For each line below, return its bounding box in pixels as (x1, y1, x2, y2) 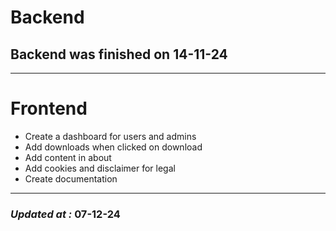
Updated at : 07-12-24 (10, 207, 121, 221)
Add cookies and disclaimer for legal (24, 162, 176, 174)
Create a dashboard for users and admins (24, 130, 197, 142)
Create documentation (24, 172, 118, 185)
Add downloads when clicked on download (24, 141, 203, 153)
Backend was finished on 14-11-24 (10, 46, 228, 63)
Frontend (10, 97, 88, 120)
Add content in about (24, 151, 112, 163)
